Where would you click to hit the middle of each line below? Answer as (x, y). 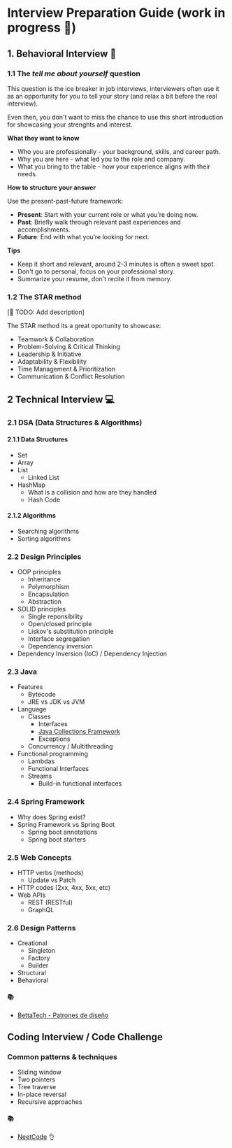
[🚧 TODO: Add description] (46, 312)
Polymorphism (49, 587)
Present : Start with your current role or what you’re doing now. (108, 214)
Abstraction (44, 602)
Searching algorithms (48, 531)
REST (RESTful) (50, 902)
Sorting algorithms (44, 538)
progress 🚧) (42, 28)
